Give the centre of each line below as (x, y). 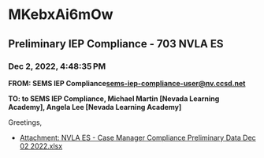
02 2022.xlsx (41, 146)
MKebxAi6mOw (61, 15)
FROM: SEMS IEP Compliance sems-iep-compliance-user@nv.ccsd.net (127, 83)
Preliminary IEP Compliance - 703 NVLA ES (116, 44)
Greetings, (25, 122)
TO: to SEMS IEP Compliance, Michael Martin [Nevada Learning (114, 98)
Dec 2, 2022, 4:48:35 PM (57, 66)
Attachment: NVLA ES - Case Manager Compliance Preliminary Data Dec (138, 137)
